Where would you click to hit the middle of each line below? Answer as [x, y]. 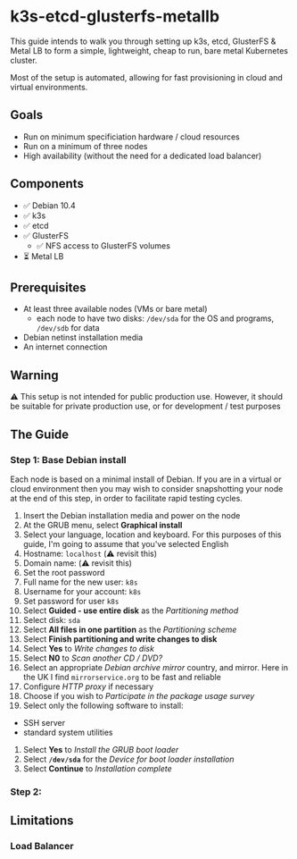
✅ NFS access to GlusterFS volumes [103, 245]
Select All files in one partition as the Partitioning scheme [130, 629]
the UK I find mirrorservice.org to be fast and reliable [122, 677]
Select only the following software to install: [103, 705]
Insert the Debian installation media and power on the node [132, 515]
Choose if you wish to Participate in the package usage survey [139, 695]
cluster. [24, 60]
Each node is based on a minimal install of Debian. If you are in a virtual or [146, 479]
